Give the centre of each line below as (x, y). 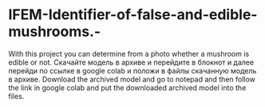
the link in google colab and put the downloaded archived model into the (127, 87)
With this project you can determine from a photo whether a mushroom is (129, 53)
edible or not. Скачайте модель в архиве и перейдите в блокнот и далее (131, 62)
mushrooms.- (55, 32)
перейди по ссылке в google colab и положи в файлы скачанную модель (132, 70)
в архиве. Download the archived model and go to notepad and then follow (132, 79)
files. (16, 96)
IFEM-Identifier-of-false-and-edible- (133, 15)
